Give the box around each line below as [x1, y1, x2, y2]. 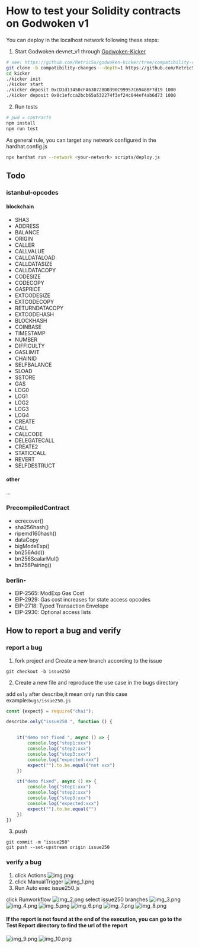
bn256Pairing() [14, 561, 52, 568]
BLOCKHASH [14, 317, 47, 325]
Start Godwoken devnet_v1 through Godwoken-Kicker [14, 47, 146, 55]
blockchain [6, 203, 34, 210]
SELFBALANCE [14, 361, 52, 368]
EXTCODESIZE [14, 292, 51, 299]
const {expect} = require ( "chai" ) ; [6, 708, 94, 714]
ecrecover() [14, 517, 44, 524]
